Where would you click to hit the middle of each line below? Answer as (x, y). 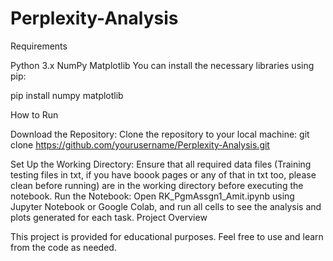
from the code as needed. (63, 247)
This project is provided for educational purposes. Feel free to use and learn (167, 236)
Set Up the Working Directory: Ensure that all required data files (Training (161, 164)
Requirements (39, 46)
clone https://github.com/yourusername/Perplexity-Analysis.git (140, 144)
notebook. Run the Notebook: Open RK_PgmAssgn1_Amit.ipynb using (152, 196)
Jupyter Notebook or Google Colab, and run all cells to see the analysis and (166, 206)
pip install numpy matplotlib (67, 95)
